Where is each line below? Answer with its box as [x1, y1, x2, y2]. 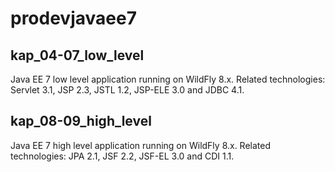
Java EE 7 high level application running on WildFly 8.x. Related [10, 139, 272, 151]
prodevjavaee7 [10, 7, 137, 30]
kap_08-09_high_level [10, 113, 152, 130]
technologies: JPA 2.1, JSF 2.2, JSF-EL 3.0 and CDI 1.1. [10, 150, 235, 162]
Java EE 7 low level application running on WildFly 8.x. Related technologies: [10, 73, 326, 85]
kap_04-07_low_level [10, 47, 145, 64]
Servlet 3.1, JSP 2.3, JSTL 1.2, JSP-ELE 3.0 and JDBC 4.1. [10, 84, 245, 96]
